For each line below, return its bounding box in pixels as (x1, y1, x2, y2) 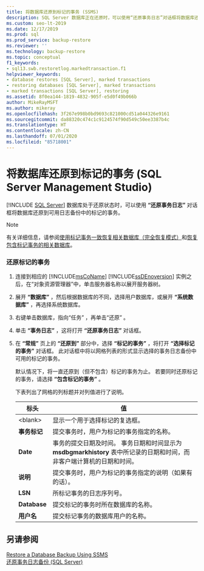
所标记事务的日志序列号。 (52, 489, 126, 497)
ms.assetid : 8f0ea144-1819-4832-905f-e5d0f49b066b (6, 94, 137, 100)
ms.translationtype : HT (6, 122, 67, 128)
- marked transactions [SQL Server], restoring (6, 88, 129, 94)
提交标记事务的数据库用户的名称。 (52, 511, 150, 520)
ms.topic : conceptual (6, 54, 61, 60)
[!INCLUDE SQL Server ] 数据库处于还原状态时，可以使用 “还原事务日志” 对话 (6, 201, 198, 209)
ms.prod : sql (6, 32, 39, 38)
